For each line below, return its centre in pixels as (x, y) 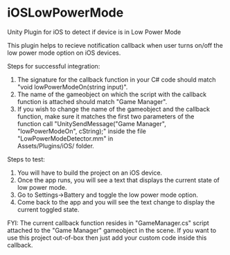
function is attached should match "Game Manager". (92, 101)
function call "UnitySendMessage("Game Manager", (91, 123)
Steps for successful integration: (54, 66)
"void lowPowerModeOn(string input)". (72, 87)
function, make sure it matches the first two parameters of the (106, 116)
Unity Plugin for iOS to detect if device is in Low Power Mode (94, 32)
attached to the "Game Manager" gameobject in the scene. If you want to (112, 230)
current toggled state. (48, 209)
